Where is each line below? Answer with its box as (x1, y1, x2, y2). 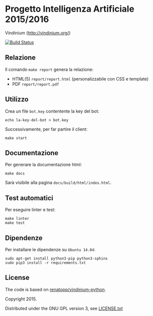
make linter (5, 216, 29, 221)
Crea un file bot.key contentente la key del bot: (5, 108, 99, 114)
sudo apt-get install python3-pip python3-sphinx (5, 256, 108, 261)
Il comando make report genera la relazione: (5, 66, 94, 72)
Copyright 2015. (5, 296, 37, 302)
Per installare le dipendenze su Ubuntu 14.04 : (5, 247, 96, 252)
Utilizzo (5, 95, 29, 103)
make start (5, 136, 27, 140)
